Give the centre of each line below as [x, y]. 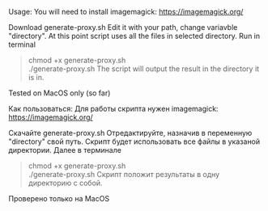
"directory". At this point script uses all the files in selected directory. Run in [134, 36]
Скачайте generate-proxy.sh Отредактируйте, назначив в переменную [130, 133]
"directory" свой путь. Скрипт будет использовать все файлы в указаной [134, 141]
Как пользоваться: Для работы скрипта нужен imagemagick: [113, 109]
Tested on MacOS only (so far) [60, 93]
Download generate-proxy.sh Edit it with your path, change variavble [123, 27]
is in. [36, 77]
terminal [22, 44]
